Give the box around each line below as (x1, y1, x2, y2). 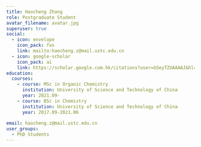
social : (6, 31, 26, 37)
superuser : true (6, 25, 47, 32)
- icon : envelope (11, 37, 55, 43)
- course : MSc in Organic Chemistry (17, 82, 109, 88)
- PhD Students (11, 131, 50, 138)
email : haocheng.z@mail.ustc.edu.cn (6, 121, 98, 127)
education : (6, 70, 33, 76)
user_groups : (6, 126, 39, 132)
